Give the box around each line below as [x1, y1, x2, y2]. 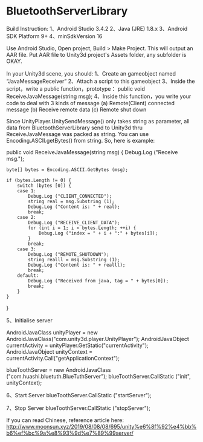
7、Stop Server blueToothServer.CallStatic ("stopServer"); [6, 404, 151, 412]
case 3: [17, 246, 36, 252]
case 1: [17, 187, 36, 194]
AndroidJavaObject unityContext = [6, 348, 93, 355]
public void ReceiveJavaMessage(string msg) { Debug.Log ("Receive [6, 148, 178, 155]
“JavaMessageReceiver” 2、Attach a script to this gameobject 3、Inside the [6, 77, 195, 85]
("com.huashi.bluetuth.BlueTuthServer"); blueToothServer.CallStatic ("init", [6, 372, 192, 380]
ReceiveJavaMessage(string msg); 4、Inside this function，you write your [6, 93, 192, 100]
